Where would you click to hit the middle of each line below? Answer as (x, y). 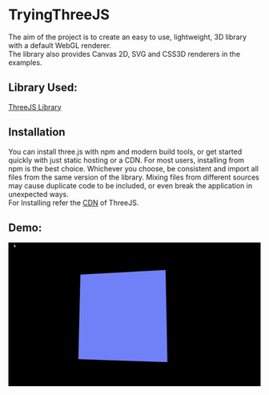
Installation (37, 133)
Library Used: (43, 88)
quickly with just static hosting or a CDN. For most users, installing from (126, 160)
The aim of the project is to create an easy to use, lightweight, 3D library (127, 37)
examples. (25, 62)
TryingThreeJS (59, 15)
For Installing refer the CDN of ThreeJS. (74, 203)
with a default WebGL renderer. (60, 45)
